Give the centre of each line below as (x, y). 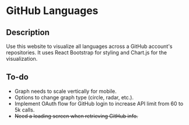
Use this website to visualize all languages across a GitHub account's (90, 46)
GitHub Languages (52, 11)
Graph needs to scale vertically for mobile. (65, 91)
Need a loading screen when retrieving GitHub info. (76, 116)
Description (28, 32)
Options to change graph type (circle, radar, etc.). (74, 97)
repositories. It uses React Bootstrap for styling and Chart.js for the (87, 53)
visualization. (22, 59)
